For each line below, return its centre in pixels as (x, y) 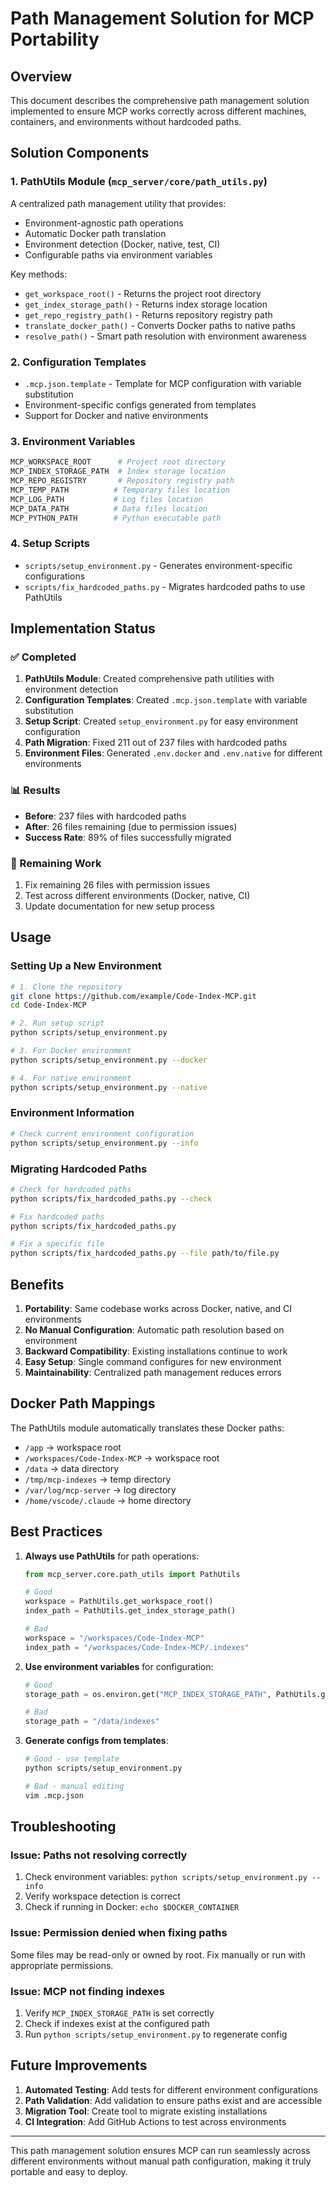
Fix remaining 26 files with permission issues (117, 884)
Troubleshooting (63, 1827)
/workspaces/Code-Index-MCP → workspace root (122, 1458)
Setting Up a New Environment (86, 966)
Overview (41, 76)
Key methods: (39, 274)
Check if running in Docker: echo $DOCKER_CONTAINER (132, 1907)
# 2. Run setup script (57, 1023)
